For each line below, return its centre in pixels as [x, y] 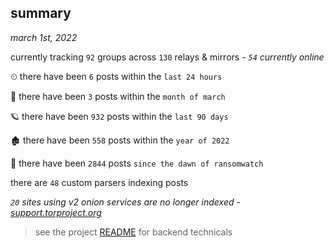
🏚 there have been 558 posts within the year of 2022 [120, 140]
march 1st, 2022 [44, 37]
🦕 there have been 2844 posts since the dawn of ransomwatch [137, 163]
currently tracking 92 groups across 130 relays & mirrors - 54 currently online [167, 57]
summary [41, 13]
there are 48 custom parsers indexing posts [99, 182]
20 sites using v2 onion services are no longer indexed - [125, 202]
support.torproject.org [56, 212]
